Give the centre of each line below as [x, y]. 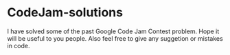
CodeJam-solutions [65, 13]
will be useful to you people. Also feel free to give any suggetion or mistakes [115, 38]
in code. [19, 45]
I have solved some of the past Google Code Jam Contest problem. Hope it [113, 31]
